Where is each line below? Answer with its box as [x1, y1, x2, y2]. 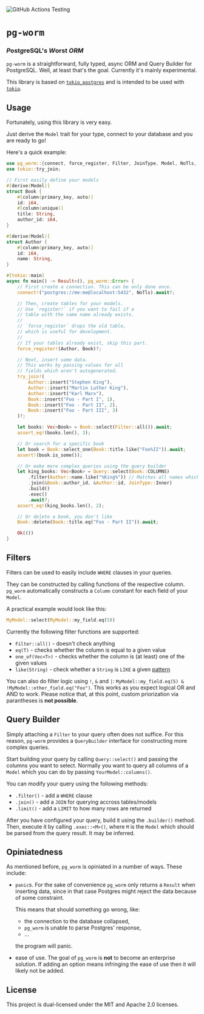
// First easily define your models [6, 177, 99, 184]
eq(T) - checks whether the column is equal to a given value [15, 646, 166, 654]
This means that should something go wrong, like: [15, 906, 140, 913]
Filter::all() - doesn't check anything [15, 640, 115, 647]
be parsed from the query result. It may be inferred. [6, 829, 135, 836]
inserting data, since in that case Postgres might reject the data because [15, 888, 197, 895]
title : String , [17, 211, 56, 217]
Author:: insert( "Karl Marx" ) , [28, 390, 104, 396]
